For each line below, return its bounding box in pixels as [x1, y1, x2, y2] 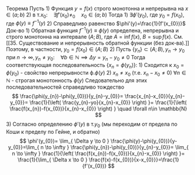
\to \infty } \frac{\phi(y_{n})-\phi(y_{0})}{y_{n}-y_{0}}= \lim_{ [45, 144, 189, 151]
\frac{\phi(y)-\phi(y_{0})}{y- [110, 137, 177, 144]
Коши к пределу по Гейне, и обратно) [6, 129, 101, 136]
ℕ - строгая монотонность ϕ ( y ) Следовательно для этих [6, 77, 148, 84]
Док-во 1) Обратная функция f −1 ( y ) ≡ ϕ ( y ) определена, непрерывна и [6, 26, 179, 34]
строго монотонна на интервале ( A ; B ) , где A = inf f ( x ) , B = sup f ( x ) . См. [6, 33, 183, 41]
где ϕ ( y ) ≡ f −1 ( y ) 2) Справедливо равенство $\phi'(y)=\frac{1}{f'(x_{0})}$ [6, 19, 186, 27]
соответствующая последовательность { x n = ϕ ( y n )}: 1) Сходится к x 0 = [6, 61, 184, 70]
